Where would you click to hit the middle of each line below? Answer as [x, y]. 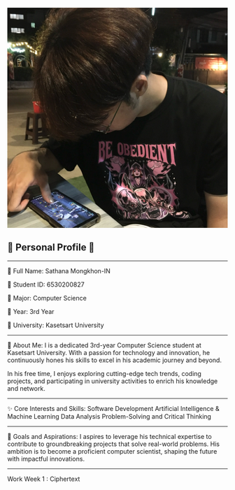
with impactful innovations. [46, 459]
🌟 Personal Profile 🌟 [51, 248]
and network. [26, 388]
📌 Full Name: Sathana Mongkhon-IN [59, 271]
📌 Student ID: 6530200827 [46, 284]
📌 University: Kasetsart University [56, 325]
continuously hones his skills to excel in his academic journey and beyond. [115, 360]
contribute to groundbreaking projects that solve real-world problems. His [114, 444]
